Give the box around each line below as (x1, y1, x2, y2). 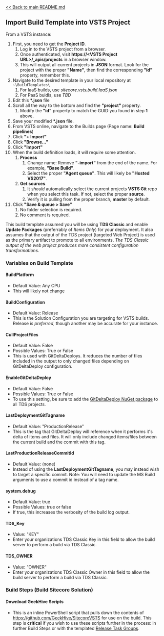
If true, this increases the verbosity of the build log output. (12, 509, 130, 515)
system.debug (5, 488, 36, 494)
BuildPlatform (5, 272, 34, 278)
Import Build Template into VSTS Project (5, 18, 131, 26)
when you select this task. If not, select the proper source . (27, 191, 145, 197)
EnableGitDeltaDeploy (5, 375, 52, 381)
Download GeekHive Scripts (5, 599, 64, 605)
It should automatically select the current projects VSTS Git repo (27, 186, 158, 192)
